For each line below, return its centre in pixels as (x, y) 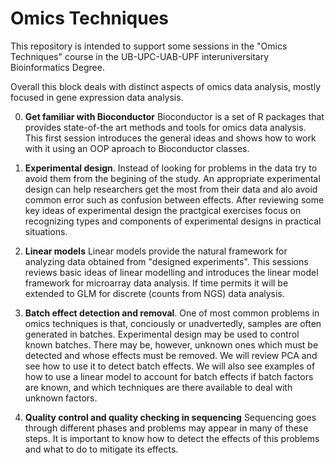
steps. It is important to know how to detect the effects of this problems (172, 438)
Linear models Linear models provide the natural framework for (156, 251)
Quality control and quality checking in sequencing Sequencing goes (170, 417)
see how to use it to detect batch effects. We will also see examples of (170, 366)
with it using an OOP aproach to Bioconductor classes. (137, 148)
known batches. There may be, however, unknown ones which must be (171, 344)
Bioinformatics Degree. (57, 67)
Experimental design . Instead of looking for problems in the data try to (171, 168)
